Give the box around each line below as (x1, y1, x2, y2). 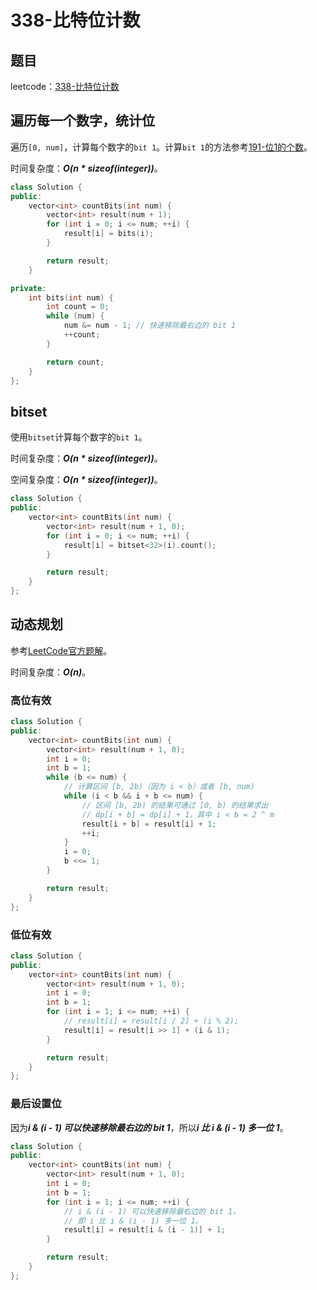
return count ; (46, 357, 105, 367)
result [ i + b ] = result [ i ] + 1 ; (81, 819, 217, 829)
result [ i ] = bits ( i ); (63, 229, 155, 239)
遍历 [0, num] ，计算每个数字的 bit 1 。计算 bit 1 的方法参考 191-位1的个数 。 (10, 141, 313, 153)
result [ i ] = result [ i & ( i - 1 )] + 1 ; (63, 1225, 226, 1235)
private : (10, 283, 47, 293)
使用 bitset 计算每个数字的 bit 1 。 (10, 431, 148, 443)
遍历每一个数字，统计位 (10, 112, 155, 130)
